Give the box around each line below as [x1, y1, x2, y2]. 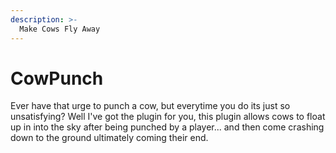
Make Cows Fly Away [19, 24, 101, 34]
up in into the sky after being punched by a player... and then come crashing [10, 121, 325, 133]
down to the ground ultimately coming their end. [10, 132, 209, 144]
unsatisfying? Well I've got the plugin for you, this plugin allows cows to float [10, 111, 326, 123]
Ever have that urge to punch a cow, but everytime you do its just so [10, 100, 291, 112]
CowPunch [10, 67, 104, 90]
